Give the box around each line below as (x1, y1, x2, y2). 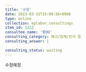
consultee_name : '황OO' (5, 30, 53, 35)
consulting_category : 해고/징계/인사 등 (5, 35, 82, 39)
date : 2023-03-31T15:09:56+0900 (5, 12, 71, 17)
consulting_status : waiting (5, 48, 63, 53)
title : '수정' (5, 7, 32, 12)
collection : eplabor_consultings (5, 20, 73, 26)
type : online (5, 16, 32, 21)
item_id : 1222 (5, 25, 34, 30)
